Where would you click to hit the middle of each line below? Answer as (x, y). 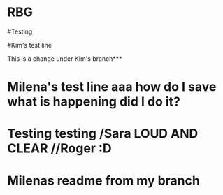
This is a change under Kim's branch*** (65, 58)
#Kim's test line (30, 45)
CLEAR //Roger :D (59, 149)
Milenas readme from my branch (104, 181)
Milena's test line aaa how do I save (112, 87)
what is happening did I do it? (94, 102)
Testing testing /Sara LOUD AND (103, 134)
